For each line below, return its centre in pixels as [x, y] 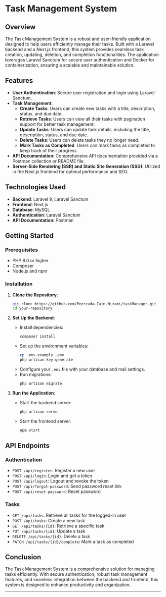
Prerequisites [21, 250]
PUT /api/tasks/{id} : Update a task [49, 531]
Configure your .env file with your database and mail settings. [83, 369]
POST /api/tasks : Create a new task [49, 520]
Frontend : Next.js [30, 204]
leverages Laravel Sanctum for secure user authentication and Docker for [80, 60]
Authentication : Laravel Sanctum [46, 215]
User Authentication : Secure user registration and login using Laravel [83, 93]
